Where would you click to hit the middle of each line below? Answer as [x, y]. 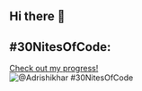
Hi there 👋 [37, 17]
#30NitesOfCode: [60, 47]
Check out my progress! [54, 69]
